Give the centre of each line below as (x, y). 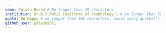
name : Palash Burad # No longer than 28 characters (59, 9)
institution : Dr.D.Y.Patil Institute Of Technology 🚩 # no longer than (80, 14)
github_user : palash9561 (31, 23)
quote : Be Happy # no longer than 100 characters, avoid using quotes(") (83, 18)
